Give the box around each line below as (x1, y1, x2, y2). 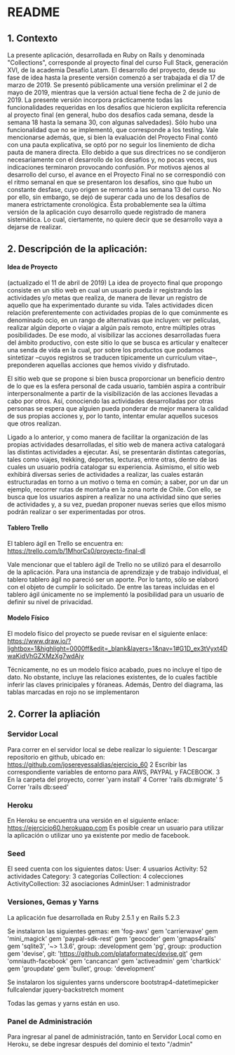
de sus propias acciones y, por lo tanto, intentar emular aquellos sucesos (7, 411, 219, 420)
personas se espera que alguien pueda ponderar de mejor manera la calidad (7, 404, 229, 412)
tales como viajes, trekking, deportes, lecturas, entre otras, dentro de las (7, 455, 217, 463)
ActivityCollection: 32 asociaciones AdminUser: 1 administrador (7, 880, 191, 888)
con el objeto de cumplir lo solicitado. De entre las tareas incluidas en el (7, 582, 215, 591)
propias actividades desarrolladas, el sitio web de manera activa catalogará (7, 440, 226, 449)
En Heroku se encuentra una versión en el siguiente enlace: (7, 816, 180, 824)
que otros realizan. (7, 419, 62, 428)
